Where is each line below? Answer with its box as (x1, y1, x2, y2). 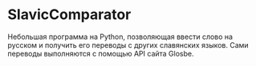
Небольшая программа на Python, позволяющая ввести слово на (7, 32, 234, 41)
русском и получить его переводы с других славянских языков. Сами (7, 40, 250, 49)
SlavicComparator (7, 6, 132, 24)
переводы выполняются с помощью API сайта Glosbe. (7, 49, 194, 58)
